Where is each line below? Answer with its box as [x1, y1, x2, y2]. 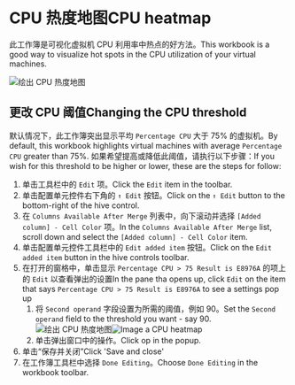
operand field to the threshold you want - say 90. [35, 313, 212, 324]
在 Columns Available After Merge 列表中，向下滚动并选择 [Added [21, 210, 261, 221]
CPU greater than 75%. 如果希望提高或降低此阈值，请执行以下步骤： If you [9, 150, 275, 161]
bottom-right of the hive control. [21, 200, 140, 211]
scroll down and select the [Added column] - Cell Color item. [21, 231, 248, 242]
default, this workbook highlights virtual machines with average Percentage [9, 140, 283, 150]
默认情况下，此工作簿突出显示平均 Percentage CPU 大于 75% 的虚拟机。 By [9, 130, 278, 141]
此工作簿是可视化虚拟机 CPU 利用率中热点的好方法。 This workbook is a [9, 39, 270, 50]
